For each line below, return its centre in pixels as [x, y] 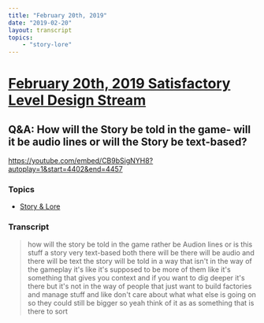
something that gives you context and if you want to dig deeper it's [136, 277]
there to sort [48, 311]
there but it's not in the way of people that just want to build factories [139, 286]
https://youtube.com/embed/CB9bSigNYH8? [81, 161]
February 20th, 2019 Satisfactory [119, 84]
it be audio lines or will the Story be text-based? [128, 141]
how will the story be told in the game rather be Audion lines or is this [140, 244]
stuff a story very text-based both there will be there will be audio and [141, 252]
